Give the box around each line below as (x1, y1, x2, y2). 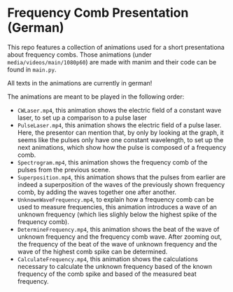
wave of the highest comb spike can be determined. (17, 247, 168, 256)
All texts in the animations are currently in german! (7, 78, 153, 87)
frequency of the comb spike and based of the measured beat (17, 270, 197, 278)
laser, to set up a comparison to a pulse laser (17, 113, 147, 122)
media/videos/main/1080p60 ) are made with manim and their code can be (7, 57, 217, 66)
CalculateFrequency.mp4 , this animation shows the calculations (17, 254, 198, 263)
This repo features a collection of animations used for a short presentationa (7, 43, 225, 51)
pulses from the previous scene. (17, 165, 111, 174)
